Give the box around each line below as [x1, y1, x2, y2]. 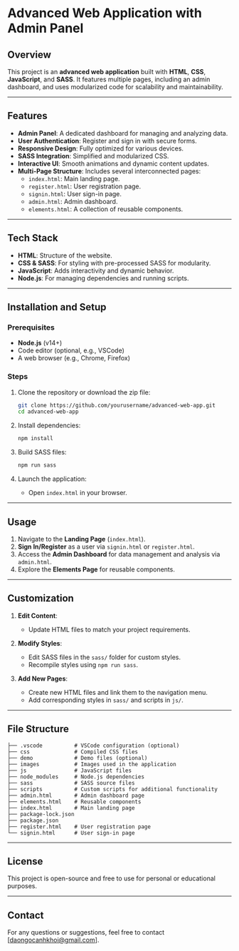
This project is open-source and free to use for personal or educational [7, 874, 216, 883]
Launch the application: [17, 474, 87, 483]
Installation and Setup [7, 301, 107, 313]
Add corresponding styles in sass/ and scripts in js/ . [28, 696, 184, 704]
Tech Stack [7, 232, 58, 244]
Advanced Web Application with [7, 5, 203, 21]
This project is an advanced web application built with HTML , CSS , [7, 68, 206, 76]
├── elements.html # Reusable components [7, 798, 142, 805]
